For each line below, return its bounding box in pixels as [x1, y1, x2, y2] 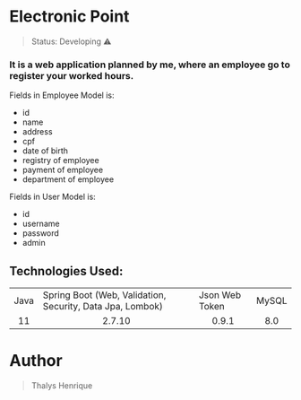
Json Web [198, 289, 242, 301]
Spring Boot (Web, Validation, [42, 289, 167, 301]
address [21, 126, 53, 137]
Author [9, 351, 63, 371]
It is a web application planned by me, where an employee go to [9, 58, 291, 71]
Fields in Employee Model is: [9, 90, 115, 100]
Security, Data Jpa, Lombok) [42, 300, 164, 313]
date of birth [21, 145, 69, 156]
